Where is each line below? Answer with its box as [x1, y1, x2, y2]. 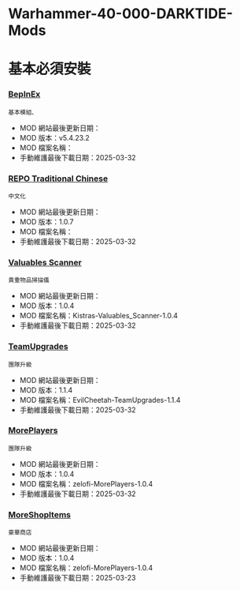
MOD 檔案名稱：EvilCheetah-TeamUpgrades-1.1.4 [19, 395, 181, 404]
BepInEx [8, 88, 41, 100]
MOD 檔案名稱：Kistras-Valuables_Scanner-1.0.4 [19, 311, 179, 321]
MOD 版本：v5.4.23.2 [19, 133, 90, 142]
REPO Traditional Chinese [8, 173, 109, 184]
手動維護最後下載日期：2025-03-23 [19, 573, 136, 583]
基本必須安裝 [8, 60, 92, 78]
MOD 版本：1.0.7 [19, 216, 74, 226]
